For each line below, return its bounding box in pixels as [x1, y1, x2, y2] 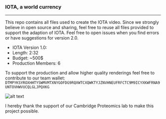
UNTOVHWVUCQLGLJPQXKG [5, 85, 50, 90]
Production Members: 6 [12, 60, 61, 66]
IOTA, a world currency [5, 3, 62, 10]
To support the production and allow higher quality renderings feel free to [5, 70, 155, 76]
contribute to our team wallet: [5, 75, 65, 81]
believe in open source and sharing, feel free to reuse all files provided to [5, 25, 154, 31]
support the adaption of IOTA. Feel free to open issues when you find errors [5, 30, 159, 36]
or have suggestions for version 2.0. [5, 35, 79, 41]
